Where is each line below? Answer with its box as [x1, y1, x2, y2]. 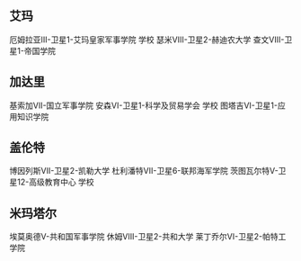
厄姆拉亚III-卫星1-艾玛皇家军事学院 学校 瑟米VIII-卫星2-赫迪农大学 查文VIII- [9, 34, 285, 45]
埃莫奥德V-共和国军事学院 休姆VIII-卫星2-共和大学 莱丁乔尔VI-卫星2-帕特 [9, 231, 279, 242]
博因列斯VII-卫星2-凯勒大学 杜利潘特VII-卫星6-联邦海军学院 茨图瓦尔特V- [9, 166, 279, 176]
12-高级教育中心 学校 [16, 176, 94, 187]
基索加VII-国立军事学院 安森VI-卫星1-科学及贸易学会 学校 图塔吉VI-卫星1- [9, 100, 279, 111]
